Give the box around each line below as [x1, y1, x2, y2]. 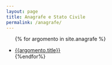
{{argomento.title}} [14, 47, 61, 54]
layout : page [6, 8, 38, 15]
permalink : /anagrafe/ [6, 19, 62, 25]
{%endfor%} [14, 53, 46, 60]
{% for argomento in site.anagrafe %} [14, 36, 106, 43]
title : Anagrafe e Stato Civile [6, 14, 85, 20]
